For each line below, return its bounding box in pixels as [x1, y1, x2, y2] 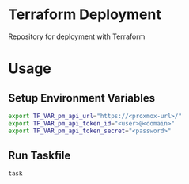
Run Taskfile [8, 148, 71, 162]
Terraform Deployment [8, 6, 162, 24]
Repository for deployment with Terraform [8, 32, 146, 41]
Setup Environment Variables [8, 91, 156, 105]
